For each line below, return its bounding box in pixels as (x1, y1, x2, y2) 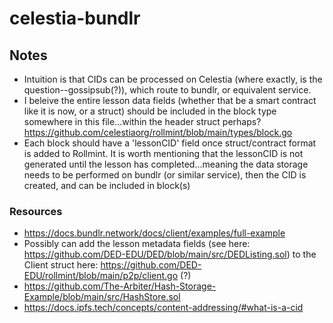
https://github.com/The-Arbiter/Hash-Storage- (23, 280, 217, 292)
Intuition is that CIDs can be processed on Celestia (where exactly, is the (23, 73, 323, 85)
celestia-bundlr (9, 7, 141, 30)
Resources (9, 204, 63, 218)
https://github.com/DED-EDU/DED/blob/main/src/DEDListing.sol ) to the (23, 248, 317, 261)
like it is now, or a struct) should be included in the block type (23, 105, 277, 117)
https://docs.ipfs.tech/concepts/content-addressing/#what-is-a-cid (23, 302, 304, 314)
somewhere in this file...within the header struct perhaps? (23, 116, 262, 127)
